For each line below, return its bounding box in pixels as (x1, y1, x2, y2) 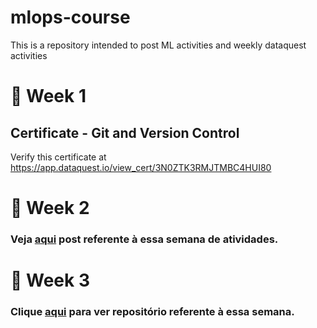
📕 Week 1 (10, 85, 87, 108)
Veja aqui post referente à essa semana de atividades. (10, 232, 279, 246)
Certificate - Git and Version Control (10, 124, 240, 141)
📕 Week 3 (10, 269, 90, 292)
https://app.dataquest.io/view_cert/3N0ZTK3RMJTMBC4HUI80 (10, 161, 272, 173)
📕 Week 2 (10, 197, 90, 220)
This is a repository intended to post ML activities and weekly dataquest (10, 39, 307, 51)
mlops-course (10, 6, 131, 29)
